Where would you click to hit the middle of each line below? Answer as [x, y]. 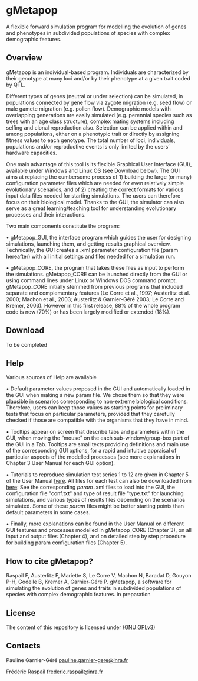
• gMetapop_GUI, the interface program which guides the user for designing [99, 237]
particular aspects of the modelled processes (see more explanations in [93, 457]
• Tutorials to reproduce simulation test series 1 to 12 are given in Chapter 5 [97, 475]
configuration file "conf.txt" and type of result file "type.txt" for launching [95, 493]
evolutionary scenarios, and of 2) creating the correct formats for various [95, 189]
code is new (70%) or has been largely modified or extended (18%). [88, 312]
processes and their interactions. [46, 214]
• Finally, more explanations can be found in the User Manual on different [95, 524]
